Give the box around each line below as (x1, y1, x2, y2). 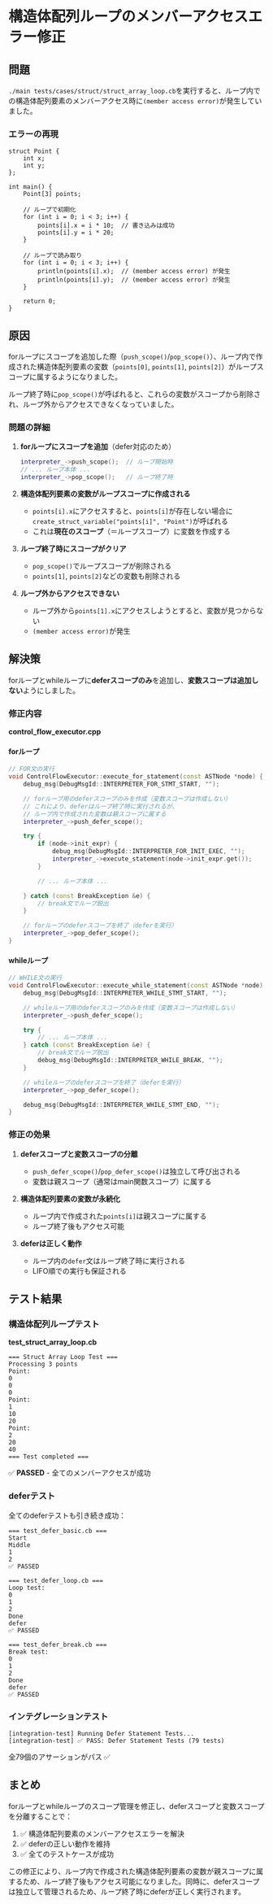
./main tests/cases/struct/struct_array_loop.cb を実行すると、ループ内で (8, 86, 261, 95)
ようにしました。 (23, 685, 80, 695)
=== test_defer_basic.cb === (8, 1527, 107, 1535)
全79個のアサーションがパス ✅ (8, 1752, 110, 1762)
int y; (23, 162, 45, 170)
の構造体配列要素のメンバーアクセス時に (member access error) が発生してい (8, 96, 262, 106)
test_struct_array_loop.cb (8, 1337, 97, 1347)
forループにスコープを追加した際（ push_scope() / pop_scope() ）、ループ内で (8, 351, 256, 362)
